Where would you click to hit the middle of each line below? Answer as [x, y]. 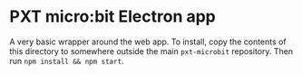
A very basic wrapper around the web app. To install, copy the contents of [148, 42]
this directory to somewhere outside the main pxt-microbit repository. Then [151, 51]
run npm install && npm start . [67, 61]
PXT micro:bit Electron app [112, 17]
